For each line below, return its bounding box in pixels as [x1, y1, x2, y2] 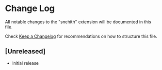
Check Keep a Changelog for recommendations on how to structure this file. [5, 33, 158, 39]
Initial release [12, 60, 39, 66]
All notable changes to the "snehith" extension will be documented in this [5, 19, 151, 25]
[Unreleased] [5, 47, 46, 56]
